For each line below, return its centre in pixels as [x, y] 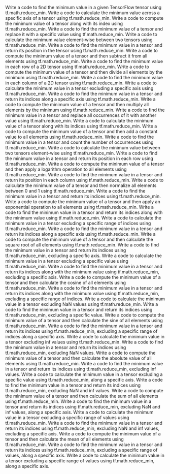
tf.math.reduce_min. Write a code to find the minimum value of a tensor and [84, 29]
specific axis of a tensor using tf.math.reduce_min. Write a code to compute [84, 18]
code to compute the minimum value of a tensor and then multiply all [77, 104]
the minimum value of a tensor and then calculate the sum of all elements [82, 396]
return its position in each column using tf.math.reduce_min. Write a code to [84, 180]
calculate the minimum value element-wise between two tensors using [79, 40]
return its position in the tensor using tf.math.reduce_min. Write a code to [82, 51]
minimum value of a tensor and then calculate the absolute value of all [78, 358]
